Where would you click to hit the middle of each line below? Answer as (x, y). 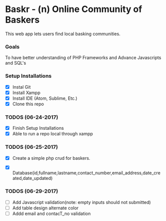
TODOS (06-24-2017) (32, 117)
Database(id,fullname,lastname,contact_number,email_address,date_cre (86, 173)
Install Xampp (26, 92)
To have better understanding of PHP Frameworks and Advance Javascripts (83, 58)
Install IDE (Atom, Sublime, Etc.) (45, 98)
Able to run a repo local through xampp (53, 134)
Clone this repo (28, 104)
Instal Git (21, 87)
